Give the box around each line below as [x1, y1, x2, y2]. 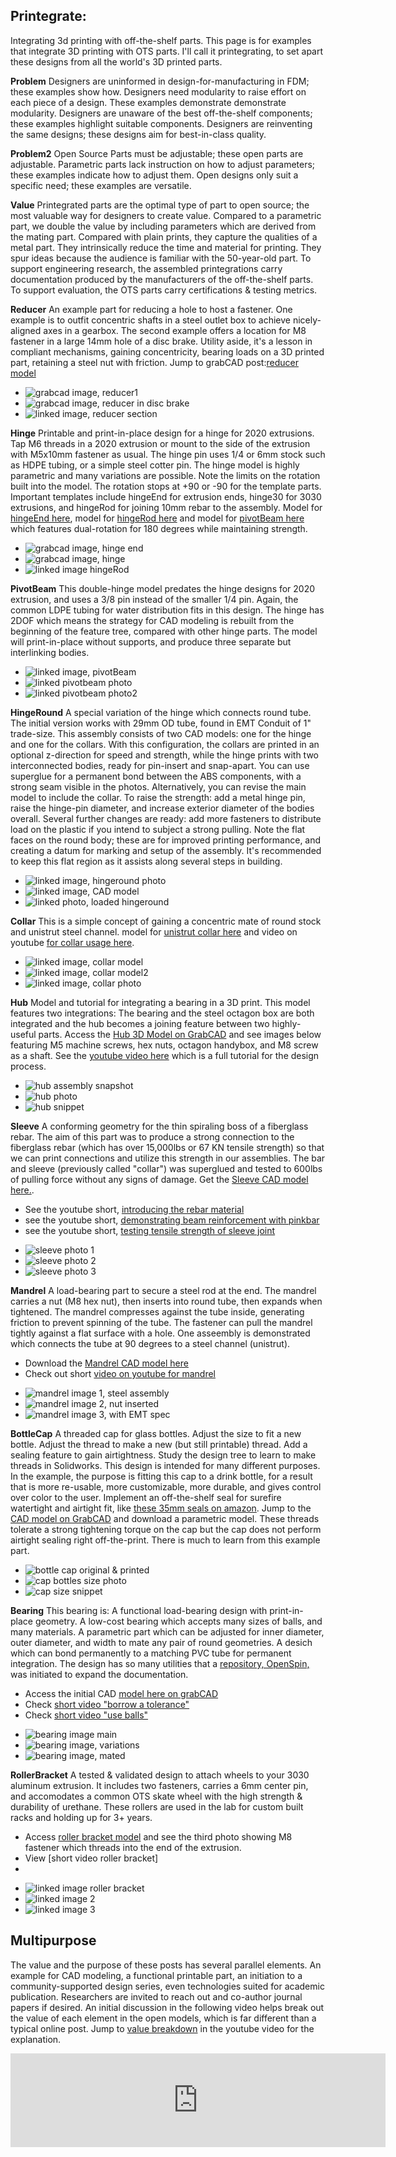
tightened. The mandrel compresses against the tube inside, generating [10, 1305, 305, 1318]
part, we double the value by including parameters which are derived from [10, 220, 317, 232]
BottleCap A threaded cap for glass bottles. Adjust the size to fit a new [10, 1427, 302, 1439]
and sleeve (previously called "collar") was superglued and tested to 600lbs [10, 1162, 323, 1174]
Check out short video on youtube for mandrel [24, 1367, 217, 1379]
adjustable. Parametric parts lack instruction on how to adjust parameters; [10, 158, 316, 170]
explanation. [10, 2033, 62, 2045]
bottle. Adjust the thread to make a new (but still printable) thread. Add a [10, 1438, 308, 1450]
